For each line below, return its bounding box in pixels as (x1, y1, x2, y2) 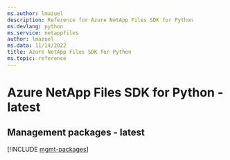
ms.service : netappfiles (7, 29, 79, 37)
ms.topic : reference (7, 55, 67, 62)
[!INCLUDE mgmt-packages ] (7, 145, 89, 153)
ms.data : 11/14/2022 (7, 42, 67, 49)
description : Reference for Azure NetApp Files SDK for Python (7, 17, 194, 23)
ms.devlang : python (7, 23, 64, 30)
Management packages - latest (7, 127, 145, 139)
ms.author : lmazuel (7, 10, 64, 17)
